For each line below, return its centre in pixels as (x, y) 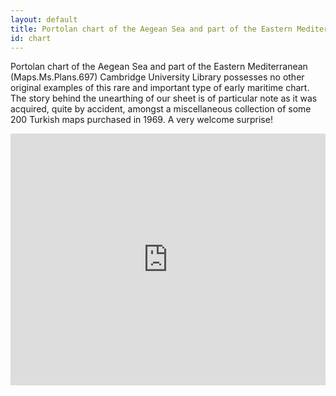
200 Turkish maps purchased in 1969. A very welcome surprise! (141, 120)
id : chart (31, 38)
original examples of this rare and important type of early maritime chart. (160, 88)
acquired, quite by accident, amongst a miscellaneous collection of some (161, 109)
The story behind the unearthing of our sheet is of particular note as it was (164, 98)
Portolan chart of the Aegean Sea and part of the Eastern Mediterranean (159, 67)
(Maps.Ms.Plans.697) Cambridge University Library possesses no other (157, 77)
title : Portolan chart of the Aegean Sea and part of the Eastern (151, 29)
